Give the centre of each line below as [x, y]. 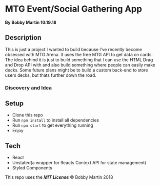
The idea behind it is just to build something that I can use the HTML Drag [79, 60]
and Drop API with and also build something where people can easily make [80, 65]
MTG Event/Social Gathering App [74, 9]
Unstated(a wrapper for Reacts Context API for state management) [79, 163]
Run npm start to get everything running [53, 125]
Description [23, 38]
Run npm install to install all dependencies [55, 120]
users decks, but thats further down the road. [51, 75]
